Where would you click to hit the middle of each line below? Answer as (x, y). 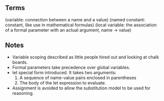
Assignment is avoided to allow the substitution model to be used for (81, 88)
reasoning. (23, 93)
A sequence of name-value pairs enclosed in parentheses (78, 78)
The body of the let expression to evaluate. (63, 83)
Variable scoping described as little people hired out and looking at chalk (85, 57)
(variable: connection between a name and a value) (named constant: (75, 19)
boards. (20, 62)
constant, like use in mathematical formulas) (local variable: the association (81, 25)
